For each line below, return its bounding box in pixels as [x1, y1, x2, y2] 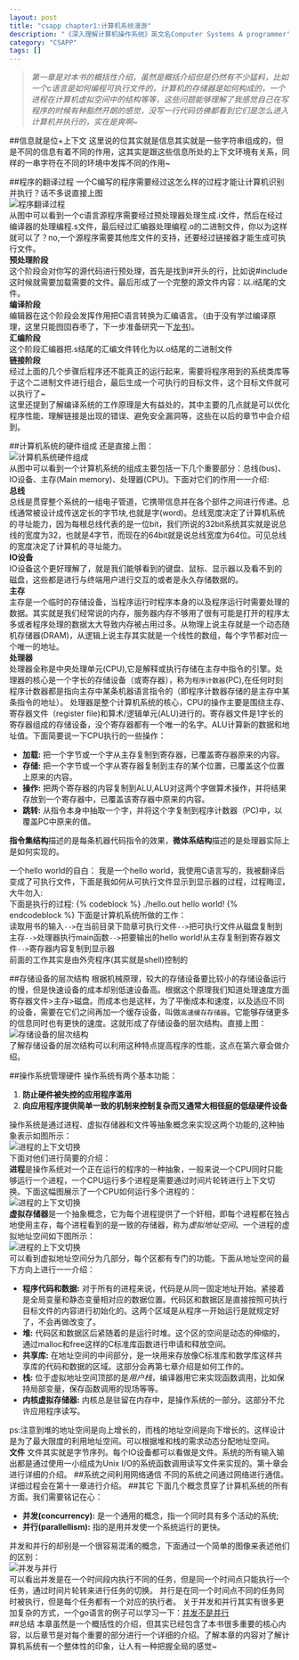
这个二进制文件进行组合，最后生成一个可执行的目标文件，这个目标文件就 [16, 377, 282, 388]
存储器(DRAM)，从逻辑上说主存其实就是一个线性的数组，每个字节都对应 [16, 630, 280, 641]
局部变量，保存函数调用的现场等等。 [29, 1384, 163, 1394]
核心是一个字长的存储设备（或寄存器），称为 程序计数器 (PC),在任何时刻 [32, 675, 283, 686]
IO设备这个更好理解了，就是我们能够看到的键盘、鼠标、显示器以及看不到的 [9, 563, 283, 574]
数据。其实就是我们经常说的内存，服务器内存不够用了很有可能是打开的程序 [9, 608, 282, 619]
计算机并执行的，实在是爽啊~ [30, 117, 139, 127]
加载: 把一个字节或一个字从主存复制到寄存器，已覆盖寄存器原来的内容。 [21, 750, 285, 760]
